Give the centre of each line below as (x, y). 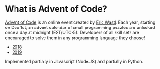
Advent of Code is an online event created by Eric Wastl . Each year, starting (80, 22)
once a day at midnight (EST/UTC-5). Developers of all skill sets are (72, 32)
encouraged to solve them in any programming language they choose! (75, 38)
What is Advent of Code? (56, 9)
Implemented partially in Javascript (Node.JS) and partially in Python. (74, 61)
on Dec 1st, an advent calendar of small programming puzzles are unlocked (80, 27)
